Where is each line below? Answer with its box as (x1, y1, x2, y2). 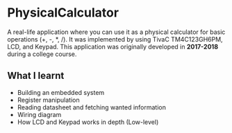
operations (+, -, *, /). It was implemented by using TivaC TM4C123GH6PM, (7, 35, 224, 43)
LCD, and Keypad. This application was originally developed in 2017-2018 (7, 42, 219, 51)
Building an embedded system (17, 88, 105, 96)
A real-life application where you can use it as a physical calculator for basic (7, 28, 226, 36)
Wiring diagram (17, 110, 62, 118)
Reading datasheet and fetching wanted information (17, 103, 167, 112)
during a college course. (7, 50, 77, 58)
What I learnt (7, 70, 65, 82)
